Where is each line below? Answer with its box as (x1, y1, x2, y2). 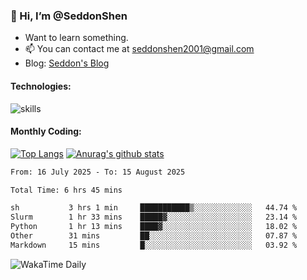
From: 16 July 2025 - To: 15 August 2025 (10, 167, 186, 177)
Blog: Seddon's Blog (24, 57, 110, 69)
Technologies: (10, 80, 72, 92)
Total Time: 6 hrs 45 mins (10, 185, 123, 195)
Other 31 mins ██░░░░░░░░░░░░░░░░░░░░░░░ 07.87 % (10, 231, 298, 241)
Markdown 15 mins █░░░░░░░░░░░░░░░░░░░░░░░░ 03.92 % (10, 240, 298, 250)
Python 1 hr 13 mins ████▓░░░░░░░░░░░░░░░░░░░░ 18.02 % (10, 222, 298, 232)
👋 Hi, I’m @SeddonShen (10, 9, 128, 23)
